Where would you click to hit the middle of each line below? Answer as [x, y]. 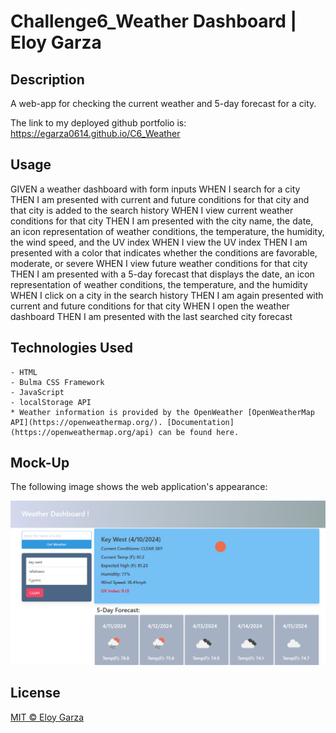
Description [47, 79]
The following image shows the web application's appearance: [139, 487]
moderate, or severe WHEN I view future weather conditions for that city [159, 263]
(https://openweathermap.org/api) [82, 432]
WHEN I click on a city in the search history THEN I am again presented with [167, 295]
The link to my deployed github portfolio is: [98, 123]
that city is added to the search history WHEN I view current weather [152, 210]
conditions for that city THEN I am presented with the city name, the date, [162, 221]
